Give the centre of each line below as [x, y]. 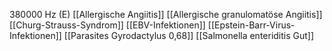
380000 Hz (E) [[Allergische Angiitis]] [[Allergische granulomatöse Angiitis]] [166, 14]
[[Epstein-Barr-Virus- [251, 25]
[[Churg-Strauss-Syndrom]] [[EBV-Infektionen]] [107, 25]
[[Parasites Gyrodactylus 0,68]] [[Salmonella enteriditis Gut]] [189, 35]
